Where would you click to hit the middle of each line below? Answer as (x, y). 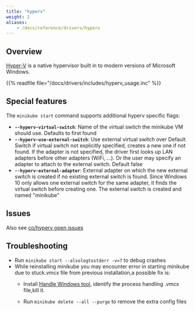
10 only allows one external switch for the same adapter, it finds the (95, 182)
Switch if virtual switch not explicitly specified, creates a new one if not (100, 145)
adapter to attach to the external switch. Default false (79, 164)
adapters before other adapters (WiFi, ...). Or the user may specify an (97, 158)
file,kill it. (34, 290)
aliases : (17, 22)
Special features (36, 101)
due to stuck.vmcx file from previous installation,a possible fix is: (92, 272)
